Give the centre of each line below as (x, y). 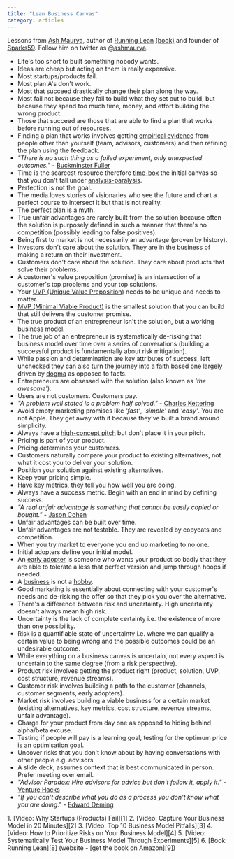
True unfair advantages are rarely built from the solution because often (119, 217)
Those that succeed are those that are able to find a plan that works (115, 120)
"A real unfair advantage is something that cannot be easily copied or (118, 507)
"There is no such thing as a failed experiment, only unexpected (110, 157)
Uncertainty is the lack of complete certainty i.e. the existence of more (119, 618)
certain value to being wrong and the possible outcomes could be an (116, 641)
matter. (28, 299)
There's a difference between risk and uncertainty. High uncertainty (115, 604)
